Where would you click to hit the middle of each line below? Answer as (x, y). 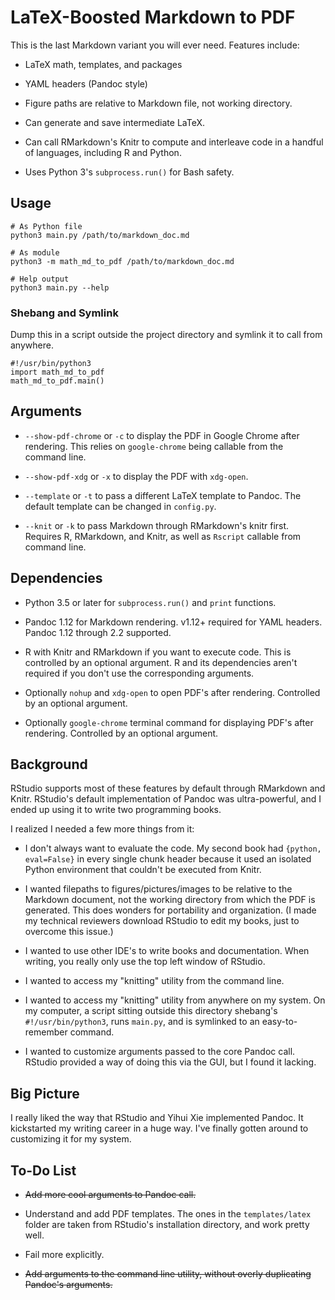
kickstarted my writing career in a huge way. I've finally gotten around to (159, 1128)
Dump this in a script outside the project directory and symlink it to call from (166, 335)
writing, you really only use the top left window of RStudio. (145, 962)
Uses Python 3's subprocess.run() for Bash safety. (129, 172)
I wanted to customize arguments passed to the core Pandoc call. (160, 1052)
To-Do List (43, 1170)
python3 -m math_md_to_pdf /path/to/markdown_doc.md (122, 261)
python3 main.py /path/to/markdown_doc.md (100, 235)
